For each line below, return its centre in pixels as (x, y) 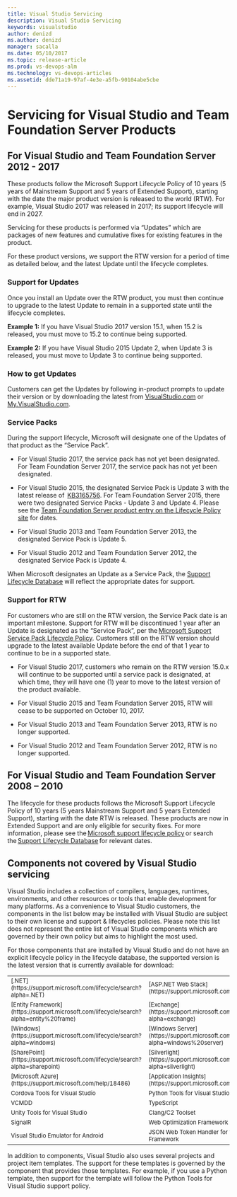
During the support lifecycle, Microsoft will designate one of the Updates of (117, 438)
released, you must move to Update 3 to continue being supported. (105, 355)
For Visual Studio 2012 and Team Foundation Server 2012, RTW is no (117, 745)
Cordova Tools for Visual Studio (54, 1093)
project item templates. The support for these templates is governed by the (116, 1163)
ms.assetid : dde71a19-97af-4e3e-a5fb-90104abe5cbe (83, 80)
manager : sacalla (33, 47)
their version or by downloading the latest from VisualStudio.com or (105, 396)
